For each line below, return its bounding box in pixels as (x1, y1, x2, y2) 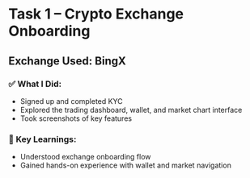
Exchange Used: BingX (8, 54, 127, 68)
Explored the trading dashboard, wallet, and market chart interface (19, 105, 243, 114)
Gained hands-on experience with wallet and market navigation (19, 160, 232, 170)
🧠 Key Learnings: (8, 134, 77, 145)
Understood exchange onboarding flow (19, 152, 151, 162)
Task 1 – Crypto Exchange (8, 5, 184, 23)
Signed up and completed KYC (19, 96, 123, 106)
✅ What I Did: (8, 78, 62, 89)
